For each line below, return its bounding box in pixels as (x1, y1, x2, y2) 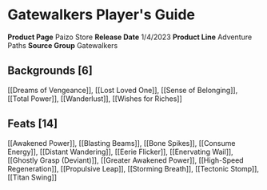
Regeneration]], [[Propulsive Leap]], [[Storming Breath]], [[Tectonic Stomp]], (7, 164, 259, 173)
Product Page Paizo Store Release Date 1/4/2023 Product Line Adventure (7, 32, 253, 42)
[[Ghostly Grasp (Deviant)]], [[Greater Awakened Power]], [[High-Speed (7, 155, 245, 165)
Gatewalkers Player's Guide (7, 6, 196, 24)
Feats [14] (7, 117, 58, 131)
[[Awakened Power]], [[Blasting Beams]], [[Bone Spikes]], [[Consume (7, 138, 236, 148)
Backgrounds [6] (7, 64, 93, 78)
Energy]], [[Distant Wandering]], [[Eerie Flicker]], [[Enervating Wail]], (7, 147, 233, 156)
